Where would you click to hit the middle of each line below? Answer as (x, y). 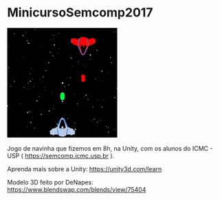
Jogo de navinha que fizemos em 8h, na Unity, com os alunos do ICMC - (110, 148)
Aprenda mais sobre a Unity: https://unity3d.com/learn (85, 168)
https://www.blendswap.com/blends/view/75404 (77, 189)
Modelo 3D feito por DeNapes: (51, 182)
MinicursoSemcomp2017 (80, 13)
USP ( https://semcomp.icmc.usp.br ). (61, 155)
